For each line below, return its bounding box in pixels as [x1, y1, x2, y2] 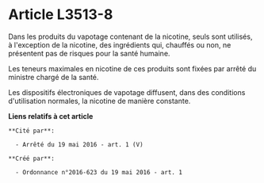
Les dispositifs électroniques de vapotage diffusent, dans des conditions [8, 87, 246, 97]
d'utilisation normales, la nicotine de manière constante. [8, 96, 191, 105]
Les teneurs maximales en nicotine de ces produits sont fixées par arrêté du [8, 63, 257, 73]
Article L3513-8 [8, 6, 113, 24]
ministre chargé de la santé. [8, 72, 99, 82]
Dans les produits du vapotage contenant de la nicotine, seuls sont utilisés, [8, 32, 253, 41]
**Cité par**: [8, 127, 55, 135]
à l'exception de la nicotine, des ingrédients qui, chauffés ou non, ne [8, 40, 231, 49]
